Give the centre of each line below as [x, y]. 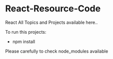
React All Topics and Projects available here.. [51, 22]
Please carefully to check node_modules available [57, 51]
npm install [24, 41]
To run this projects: [26, 32]
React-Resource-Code [53, 9]
